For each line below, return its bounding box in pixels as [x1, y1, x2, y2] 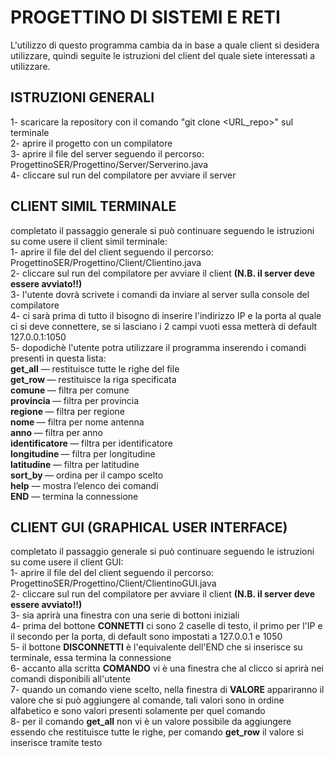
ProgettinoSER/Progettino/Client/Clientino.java [10, 256, 202, 268]
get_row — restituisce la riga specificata [10, 373, 177, 385]
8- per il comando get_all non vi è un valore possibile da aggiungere [10, 716, 292, 728]
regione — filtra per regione [10, 405, 125, 417]
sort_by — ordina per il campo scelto [10, 469, 164, 481]
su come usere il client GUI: [10, 556, 124, 568]
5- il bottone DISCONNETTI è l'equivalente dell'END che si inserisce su [10, 641, 303, 653]
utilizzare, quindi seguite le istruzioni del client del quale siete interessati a [10, 49, 316, 61]
